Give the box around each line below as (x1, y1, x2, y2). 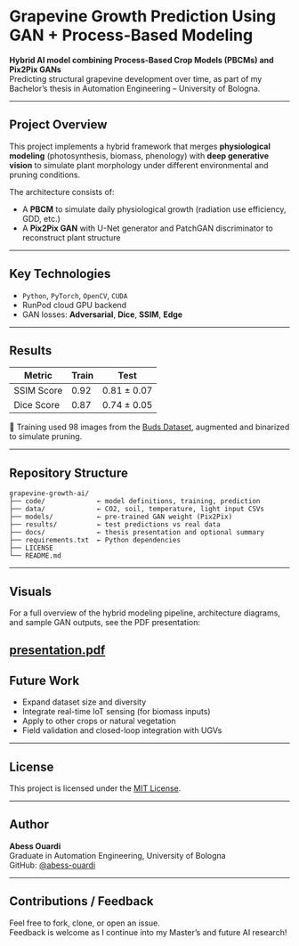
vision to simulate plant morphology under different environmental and (9, 159, 269, 170)
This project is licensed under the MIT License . (9, 783, 182, 794)
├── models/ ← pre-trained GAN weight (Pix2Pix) (9, 512, 233, 522)
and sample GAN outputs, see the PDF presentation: (9, 617, 201, 627)
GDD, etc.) (21, 213, 61, 224)
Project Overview (9, 118, 108, 133)
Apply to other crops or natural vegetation (21, 715, 176, 727)
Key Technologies (9, 266, 111, 281)
